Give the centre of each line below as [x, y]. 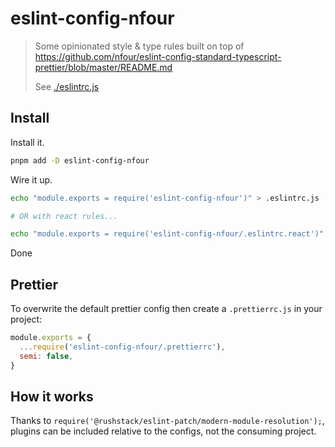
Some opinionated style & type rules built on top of [139, 46]
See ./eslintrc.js [67, 86]
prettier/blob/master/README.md [103, 67]
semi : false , [46, 356]
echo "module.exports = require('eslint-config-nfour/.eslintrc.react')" [167, 234]
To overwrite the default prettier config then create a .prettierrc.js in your [166, 309]
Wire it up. [31, 179]
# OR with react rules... [64, 216]
